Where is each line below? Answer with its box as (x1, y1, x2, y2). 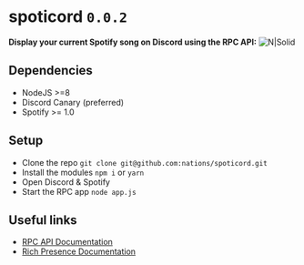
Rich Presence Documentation (21, 246, 137, 257)
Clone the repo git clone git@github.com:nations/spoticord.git (21, 157, 268, 168)
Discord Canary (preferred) (21, 97, 125, 107)
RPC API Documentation (21, 237, 113, 248)
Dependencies (8, 63, 93, 78)
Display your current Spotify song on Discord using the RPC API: (8, 36, 257, 47)
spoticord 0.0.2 (8, 6, 128, 27)
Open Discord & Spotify (21, 176, 111, 188)
